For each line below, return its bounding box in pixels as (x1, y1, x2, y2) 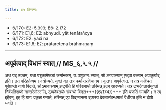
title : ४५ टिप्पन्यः (5, 7, 37, 12)
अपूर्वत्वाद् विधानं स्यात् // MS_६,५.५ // (5, 59, 99, 68)
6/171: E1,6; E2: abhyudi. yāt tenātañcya (12, 30, 93, 36)
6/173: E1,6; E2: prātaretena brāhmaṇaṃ (12, 40, 94, 47)
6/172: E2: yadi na (12, 35, 49, 41)
